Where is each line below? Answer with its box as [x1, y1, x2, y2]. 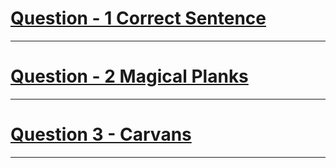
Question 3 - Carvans [10, 123, 192, 146]
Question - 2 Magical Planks [10, 65, 249, 88]
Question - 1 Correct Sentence [10, 7, 267, 30]
